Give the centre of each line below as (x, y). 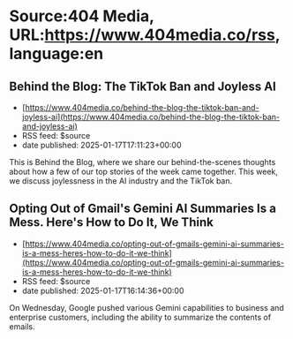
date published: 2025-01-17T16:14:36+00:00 (103, 290)
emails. (22, 326)
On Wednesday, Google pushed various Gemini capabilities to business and (146, 307)
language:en (56, 54)
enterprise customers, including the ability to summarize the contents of (140, 317)
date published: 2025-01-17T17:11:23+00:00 (102, 145)
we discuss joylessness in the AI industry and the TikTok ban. (121, 181)
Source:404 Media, (82, 16)
